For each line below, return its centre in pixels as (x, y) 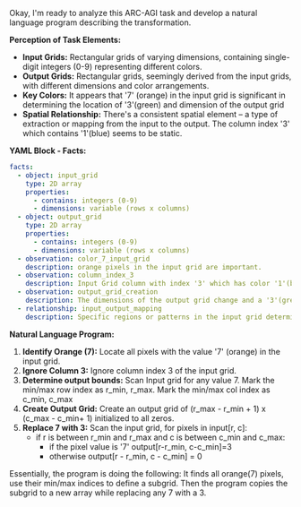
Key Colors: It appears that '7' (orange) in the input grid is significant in (154, 95)
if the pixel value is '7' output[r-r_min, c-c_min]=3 (141, 446)
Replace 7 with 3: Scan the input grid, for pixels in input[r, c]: (135, 427)
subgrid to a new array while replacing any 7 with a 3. (108, 493)
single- (277, 57)
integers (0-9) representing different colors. (121, 67)
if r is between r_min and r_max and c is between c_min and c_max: (160, 437)
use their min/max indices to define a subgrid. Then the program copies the (149, 483)
